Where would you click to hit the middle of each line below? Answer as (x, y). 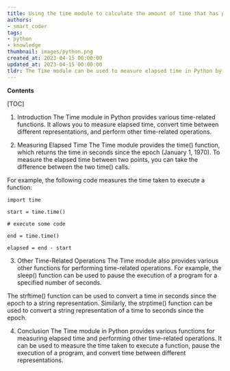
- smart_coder (27, 26)
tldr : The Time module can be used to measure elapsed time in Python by (115, 71)
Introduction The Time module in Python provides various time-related (116, 117)
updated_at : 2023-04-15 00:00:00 (55, 64)
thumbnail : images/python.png (50, 52)
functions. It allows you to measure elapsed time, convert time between (118, 124)
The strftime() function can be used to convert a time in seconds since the (112, 296)
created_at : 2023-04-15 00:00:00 (55, 58)
